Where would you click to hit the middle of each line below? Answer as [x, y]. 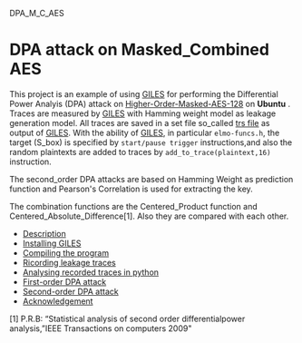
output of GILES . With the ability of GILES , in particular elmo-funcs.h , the [145, 132]
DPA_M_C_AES [37, 13]
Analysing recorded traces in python [91, 272]
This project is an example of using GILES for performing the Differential [144, 93]
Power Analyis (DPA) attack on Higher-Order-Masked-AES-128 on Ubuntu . [150, 103]
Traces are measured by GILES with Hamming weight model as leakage [143, 113]
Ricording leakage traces [69, 262]
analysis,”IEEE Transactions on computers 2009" [101, 328]
